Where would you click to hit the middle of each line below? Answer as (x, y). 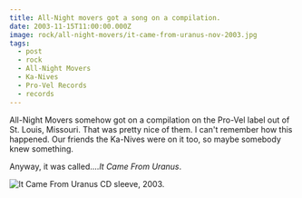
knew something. (42, 148)
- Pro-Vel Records (53, 85)
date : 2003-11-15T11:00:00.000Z (70, 26)
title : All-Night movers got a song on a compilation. (115, 18)
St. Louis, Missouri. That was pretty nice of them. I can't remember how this (151, 129)
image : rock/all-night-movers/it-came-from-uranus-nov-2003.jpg (133, 35)
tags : (19, 43)
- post (30, 52)
